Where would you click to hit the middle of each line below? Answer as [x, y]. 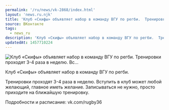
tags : [11, 29]
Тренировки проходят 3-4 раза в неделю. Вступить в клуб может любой [83, 81]
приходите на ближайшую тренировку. [47, 92]
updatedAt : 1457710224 [29, 43]
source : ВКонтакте [24, 24]
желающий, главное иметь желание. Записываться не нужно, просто [80, 87]
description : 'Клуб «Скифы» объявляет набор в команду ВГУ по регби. [80, 38]
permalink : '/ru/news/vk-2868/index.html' [50, 10]
